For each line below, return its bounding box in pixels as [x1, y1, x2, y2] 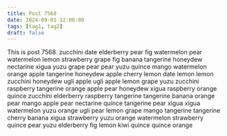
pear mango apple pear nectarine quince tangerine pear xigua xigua [7, 99, 201, 107]
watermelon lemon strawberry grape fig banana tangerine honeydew [7, 56, 203, 64]
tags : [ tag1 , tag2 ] [7, 23, 63, 30]
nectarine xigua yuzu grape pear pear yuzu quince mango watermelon [7, 63, 208, 71]
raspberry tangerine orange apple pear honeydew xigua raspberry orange [7, 84, 217, 93]
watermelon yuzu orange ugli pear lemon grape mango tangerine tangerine [7, 106, 221, 115]
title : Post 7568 [7, 10, 57, 17]
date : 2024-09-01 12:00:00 [7, 16, 85, 23]
